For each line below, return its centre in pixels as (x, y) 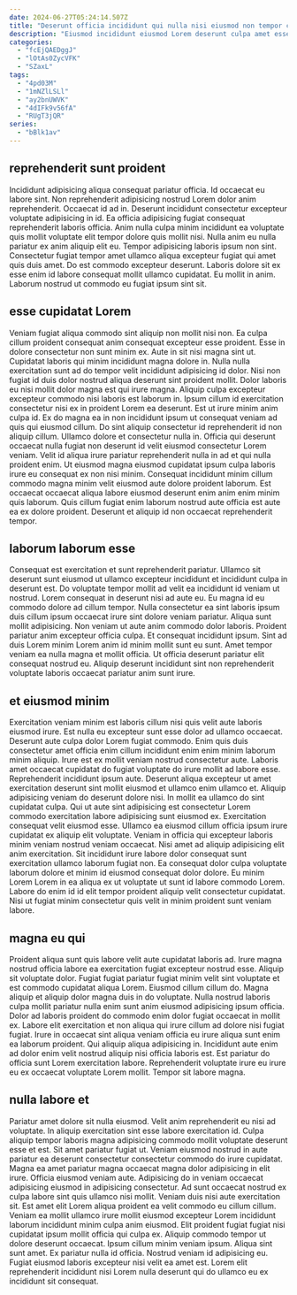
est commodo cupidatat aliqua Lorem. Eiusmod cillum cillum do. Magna (139, 987)
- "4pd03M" (37, 83)
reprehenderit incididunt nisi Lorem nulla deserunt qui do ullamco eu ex (139, 1271)
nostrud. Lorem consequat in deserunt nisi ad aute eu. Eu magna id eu (137, 598)
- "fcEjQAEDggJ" (47, 50)
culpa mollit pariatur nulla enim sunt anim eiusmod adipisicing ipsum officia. (147, 1006)
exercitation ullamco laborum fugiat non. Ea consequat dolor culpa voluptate (148, 863)
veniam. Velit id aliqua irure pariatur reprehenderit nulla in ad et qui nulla (140, 455)
